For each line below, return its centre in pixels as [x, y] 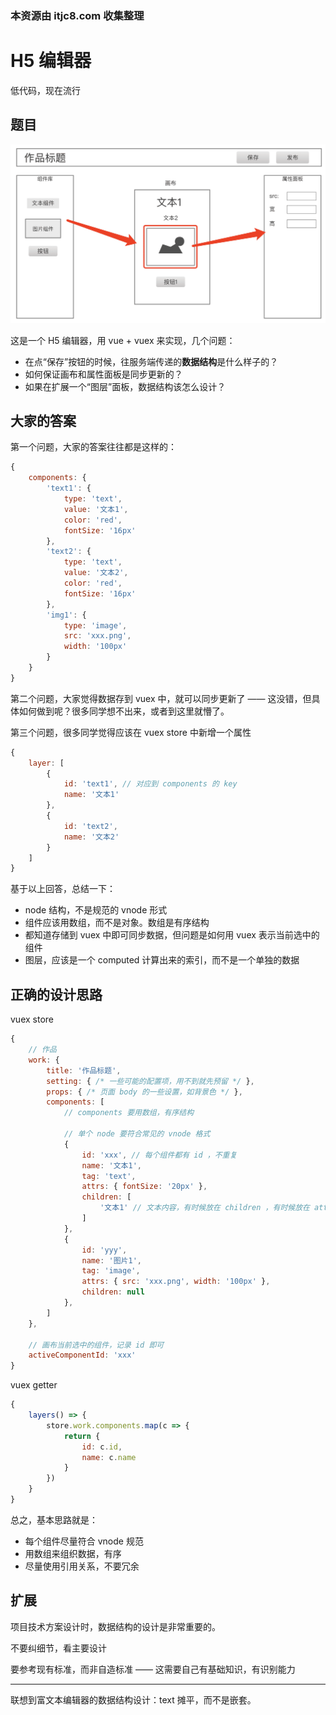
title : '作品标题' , [84, 1070]
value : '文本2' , [96, 573]
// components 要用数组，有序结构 [129, 1113]
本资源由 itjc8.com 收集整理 [77, 15]
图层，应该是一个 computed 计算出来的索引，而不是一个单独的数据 [162, 960]
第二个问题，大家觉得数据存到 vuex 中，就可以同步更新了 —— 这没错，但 [161, 698]
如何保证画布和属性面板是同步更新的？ [103, 374]
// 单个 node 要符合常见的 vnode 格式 [137, 1134]
